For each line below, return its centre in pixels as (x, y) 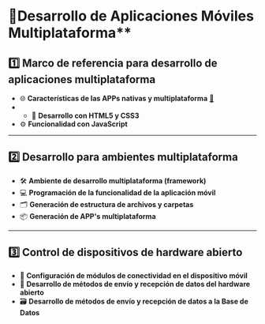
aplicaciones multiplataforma (82, 79)
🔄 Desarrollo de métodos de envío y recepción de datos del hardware (135, 284)
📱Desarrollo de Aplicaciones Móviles (131, 16)
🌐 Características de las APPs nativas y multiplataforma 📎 (117, 98)
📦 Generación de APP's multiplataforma (88, 216)
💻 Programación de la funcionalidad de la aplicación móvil (118, 192)
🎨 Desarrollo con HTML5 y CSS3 (85, 115)
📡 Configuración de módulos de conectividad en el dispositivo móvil (134, 275)
